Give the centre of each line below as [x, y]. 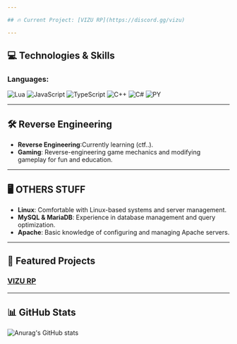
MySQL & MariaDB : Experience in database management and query [116, 217]
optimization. [36, 225]
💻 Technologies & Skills [61, 56]
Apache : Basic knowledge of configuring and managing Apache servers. [123, 232]
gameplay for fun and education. [65, 160]
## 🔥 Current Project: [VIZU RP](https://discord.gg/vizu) [96, 20]
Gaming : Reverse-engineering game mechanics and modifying [109, 152]
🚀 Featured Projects [51, 261]
